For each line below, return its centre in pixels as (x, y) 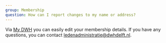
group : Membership (25, 10)
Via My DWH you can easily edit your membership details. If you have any (83, 29)
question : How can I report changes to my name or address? (71, 15)
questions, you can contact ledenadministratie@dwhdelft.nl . (68, 35)
